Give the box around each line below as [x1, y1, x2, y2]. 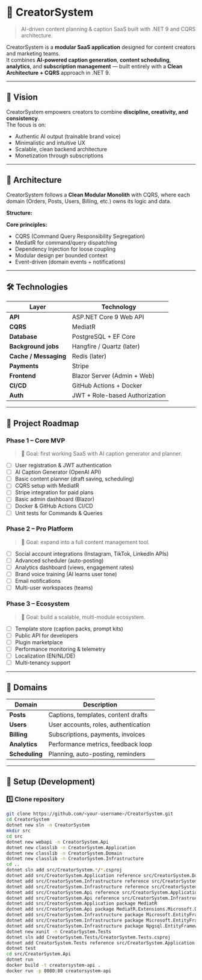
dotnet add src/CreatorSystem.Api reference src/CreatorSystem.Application [6, 889, 200, 896]
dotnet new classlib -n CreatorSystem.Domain [6, 850, 122, 856]
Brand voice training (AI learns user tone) [14, 571, 117, 578]
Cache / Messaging [9, 352, 66, 360]
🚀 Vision [6, 92, 38, 102]
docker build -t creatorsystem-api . [6, 963, 101, 969]
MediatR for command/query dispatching [14, 239, 117, 246]
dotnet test [6, 946, 36, 952]
